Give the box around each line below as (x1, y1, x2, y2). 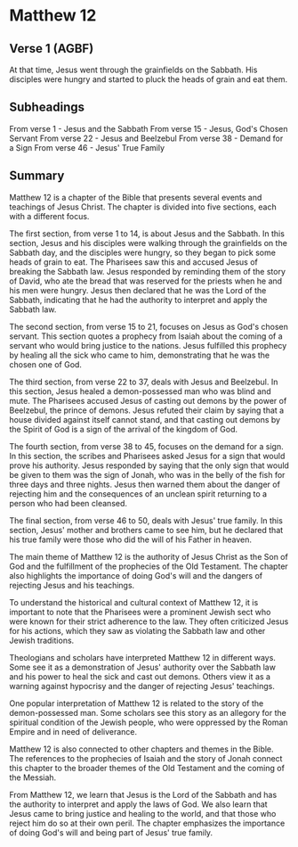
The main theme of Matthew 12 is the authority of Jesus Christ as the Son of (9, 551, 289, 562)
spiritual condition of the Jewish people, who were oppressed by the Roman (9, 717, 288, 728)
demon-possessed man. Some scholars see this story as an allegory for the (9, 707, 286, 718)
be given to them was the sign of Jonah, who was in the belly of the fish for (9, 469, 286, 480)
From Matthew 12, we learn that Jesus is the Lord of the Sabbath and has (9, 789, 278, 800)
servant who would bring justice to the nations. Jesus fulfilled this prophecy (9, 340, 287, 350)
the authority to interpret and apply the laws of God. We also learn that (9, 799, 269, 810)
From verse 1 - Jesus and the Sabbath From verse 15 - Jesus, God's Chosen (9, 123, 288, 134)
